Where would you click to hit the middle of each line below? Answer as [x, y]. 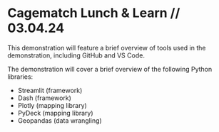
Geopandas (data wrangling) [60, 120]
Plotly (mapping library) [52, 105]
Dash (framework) [44, 98]
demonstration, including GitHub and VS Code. [76, 55]
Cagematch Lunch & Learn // [94, 13]
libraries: [20, 77]
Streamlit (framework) [50, 90]
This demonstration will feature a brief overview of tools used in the [107, 48]
